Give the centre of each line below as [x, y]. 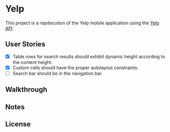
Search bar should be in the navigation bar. [58, 73]
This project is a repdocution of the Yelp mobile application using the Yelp [82, 23]
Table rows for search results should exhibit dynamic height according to [89, 56]
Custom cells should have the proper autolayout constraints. [75, 68]
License [18, 124]
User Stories [25, 44]
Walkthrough [26, 90]
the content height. [32, 62]
